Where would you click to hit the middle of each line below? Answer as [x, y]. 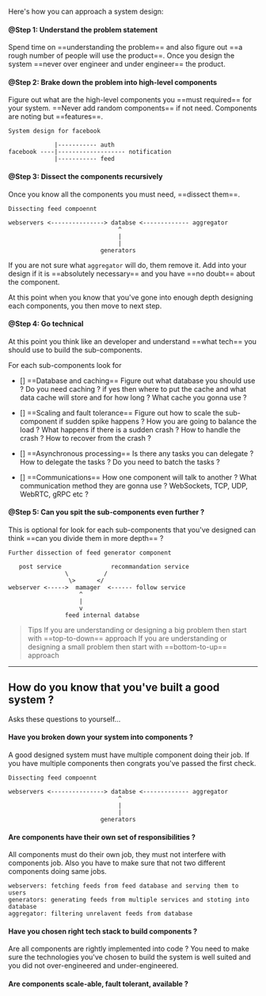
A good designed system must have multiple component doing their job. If [129, 755]
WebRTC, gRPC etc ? [54, 494]
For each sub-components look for [65, 365]
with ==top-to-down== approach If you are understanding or [127, 638]
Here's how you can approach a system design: [86, 11]
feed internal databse [102, 615]
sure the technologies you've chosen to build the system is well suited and [130, 957]
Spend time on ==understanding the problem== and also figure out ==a [125, 48]
